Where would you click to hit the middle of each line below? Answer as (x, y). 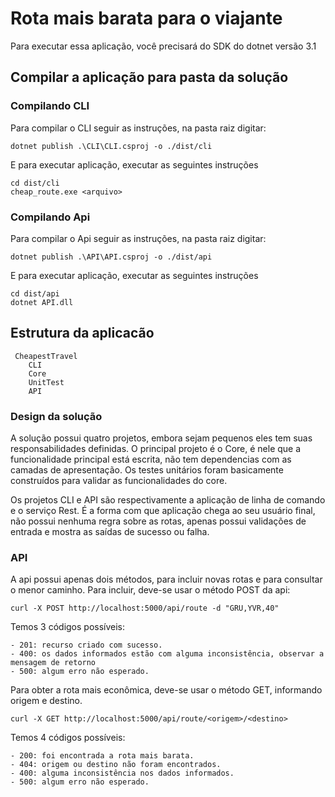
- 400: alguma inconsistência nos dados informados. (122, 773)
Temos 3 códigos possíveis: (68, 627)
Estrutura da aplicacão (82, 333)
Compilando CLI (50, 106)
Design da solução (56, 416)
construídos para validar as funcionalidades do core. (119, 481)
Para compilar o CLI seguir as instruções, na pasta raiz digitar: (138, 128)
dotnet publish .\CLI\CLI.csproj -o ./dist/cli (111, 146)
